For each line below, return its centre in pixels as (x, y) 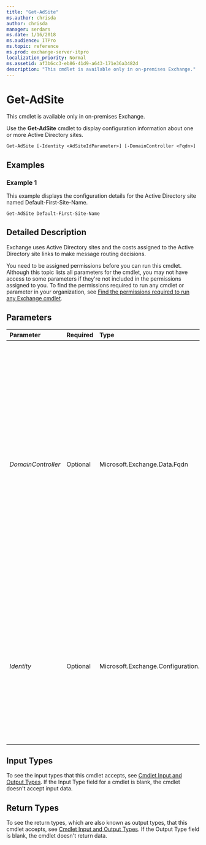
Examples (25, 165)
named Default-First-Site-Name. (47, 202)
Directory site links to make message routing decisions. (76, 254)
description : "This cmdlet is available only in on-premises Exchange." (101, 69)
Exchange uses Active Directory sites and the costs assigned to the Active (100, 247)
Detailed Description (47, 232)
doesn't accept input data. (40, 789)
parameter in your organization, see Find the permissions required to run (98, 292)
